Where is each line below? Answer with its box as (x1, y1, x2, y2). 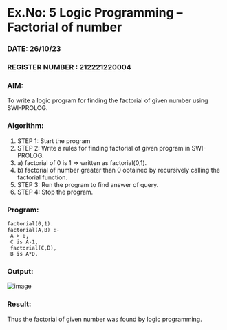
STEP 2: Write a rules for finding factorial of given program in (17, 144, 191, 152)
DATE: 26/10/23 (7, 44, 61, 54)
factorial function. (17, 173, 67, 181)
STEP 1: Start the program (17, 136, 91, 145)
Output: (7, 266, 34, 276)
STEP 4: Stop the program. (17, 188, 94, 196)
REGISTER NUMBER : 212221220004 (7, 63, 132, 72)
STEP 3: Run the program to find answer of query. (17, 180, 159, 188)
